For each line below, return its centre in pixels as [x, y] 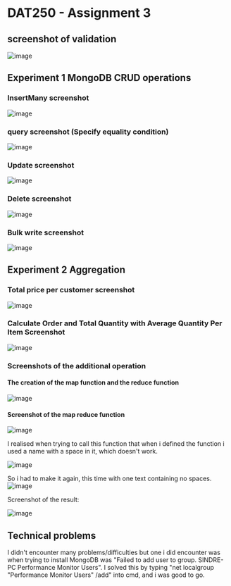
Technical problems [52, 536]
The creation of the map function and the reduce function [93, 382]
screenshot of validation [62, 39]
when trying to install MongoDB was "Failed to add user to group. [102, 560]
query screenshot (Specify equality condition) [88, 132]
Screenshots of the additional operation [77, 366]
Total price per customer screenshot [71, 290]
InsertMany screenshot [48, 98]
